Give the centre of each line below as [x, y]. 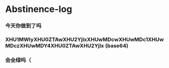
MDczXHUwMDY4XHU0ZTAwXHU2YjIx [55, 46]
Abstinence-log [39, 9]
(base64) [116, 46]
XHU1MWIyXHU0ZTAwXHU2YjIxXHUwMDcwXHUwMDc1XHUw [84, 39]
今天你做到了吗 [23, 26]
